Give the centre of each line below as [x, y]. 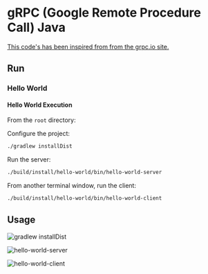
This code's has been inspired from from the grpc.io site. [88, 46]
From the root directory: [41, 120]
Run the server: [29, 160]
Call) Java [36, 27]
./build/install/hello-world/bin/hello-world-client [85, 198]
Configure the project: [39, 134]
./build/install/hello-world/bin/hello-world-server [85, 172]
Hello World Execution [40, 105]
